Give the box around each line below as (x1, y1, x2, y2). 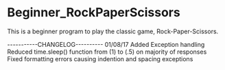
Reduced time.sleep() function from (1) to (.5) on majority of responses (7, 48, 207, 56)
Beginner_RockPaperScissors (7, 5, 180, 20)
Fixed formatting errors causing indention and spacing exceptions (7, 54, 193, 63)
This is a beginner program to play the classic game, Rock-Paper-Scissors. (7, 27, 219, 35)
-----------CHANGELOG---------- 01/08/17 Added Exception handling (7, 40, 205, 48)
